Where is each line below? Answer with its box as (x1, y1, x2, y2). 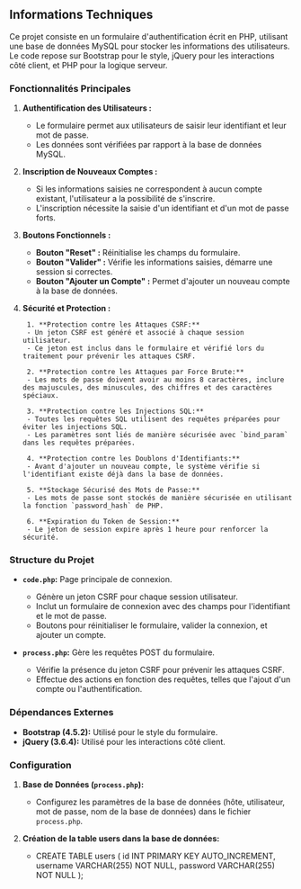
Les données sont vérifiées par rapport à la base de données (35, 139, 262, 150)
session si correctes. (35, 266, 113, 277)
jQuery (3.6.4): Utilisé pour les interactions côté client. (22, 736, 226, 747)
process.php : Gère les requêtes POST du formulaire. (22, 647, 216, 658)
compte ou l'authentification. (35, 684, 143, 695)
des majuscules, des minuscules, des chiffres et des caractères (22, 383, 272, 392)
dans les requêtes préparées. (22, 438, 137, 448)
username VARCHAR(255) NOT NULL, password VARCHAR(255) (35, 860, 276, 871)
